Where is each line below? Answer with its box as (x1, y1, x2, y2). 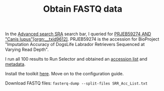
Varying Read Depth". (5, 46, 49, 52)
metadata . (5, 61, 26, 67)
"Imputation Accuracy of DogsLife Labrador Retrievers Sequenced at (5, 42, 145, 47)
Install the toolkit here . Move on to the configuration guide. (5, 71, 124, 77)
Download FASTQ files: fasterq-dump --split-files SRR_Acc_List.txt (5, 80, 148, 86)
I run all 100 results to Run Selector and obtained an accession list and (5, 56, 148, 62)
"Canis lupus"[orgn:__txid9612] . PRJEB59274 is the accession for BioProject (5, 36, 160, 42)
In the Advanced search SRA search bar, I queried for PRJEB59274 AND (5, 31, 151, 37)
